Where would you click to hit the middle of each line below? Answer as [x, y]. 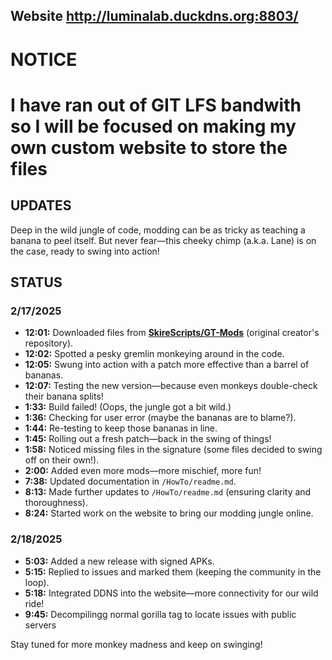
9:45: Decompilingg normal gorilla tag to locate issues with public [160, 614]
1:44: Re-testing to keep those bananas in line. [121, 428]
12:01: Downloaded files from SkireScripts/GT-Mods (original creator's [172, 333]
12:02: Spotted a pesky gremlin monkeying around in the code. [154, 354]
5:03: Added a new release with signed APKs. [119, 561]
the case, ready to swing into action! [85, 251]
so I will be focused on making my [153, 126]
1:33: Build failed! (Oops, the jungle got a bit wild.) [128, 407]
